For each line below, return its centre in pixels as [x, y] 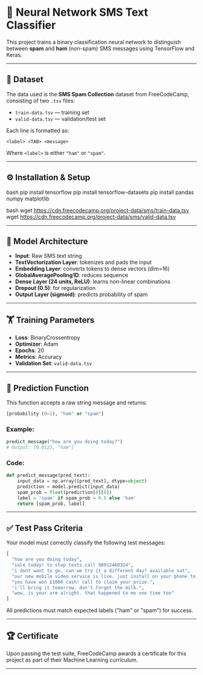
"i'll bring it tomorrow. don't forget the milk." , [78, 588]
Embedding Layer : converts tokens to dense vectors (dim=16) [92, 269]
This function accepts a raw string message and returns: [77, 403]
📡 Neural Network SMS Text [77, 12]
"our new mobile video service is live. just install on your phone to [104, 576]
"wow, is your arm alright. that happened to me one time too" [93, 593]
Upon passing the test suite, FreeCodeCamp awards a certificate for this [96, 653]
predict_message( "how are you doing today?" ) [64, 442]
